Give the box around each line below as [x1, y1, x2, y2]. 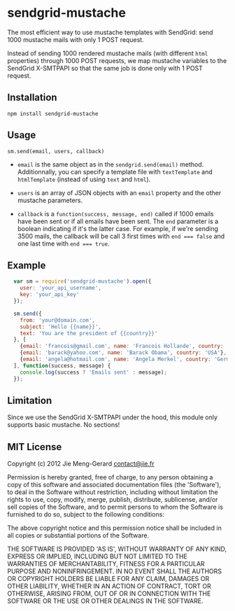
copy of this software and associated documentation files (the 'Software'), [7, 481, 222, 489]
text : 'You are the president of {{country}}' [20, 330, 158, 337]
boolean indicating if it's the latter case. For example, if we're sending [17, 224, 219, 232]
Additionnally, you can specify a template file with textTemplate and [17, 167, 213, 176]
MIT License [7, 441, 62, 453]
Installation [7, 92, 57, 104]
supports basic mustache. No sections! [7, 421, 120, 429]
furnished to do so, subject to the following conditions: [7, 510, 164, 519]
